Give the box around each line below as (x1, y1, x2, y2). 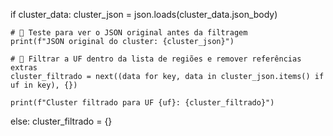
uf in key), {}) (10, 80, 78, 90)
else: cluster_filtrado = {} (10, 115, 113, 127)
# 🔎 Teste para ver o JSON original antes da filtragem (10, 28, 248, 38)
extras (10, 63, 38, 73)
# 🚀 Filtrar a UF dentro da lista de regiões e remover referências (10, 54, 302, 64)
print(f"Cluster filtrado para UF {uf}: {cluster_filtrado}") (10, 98, 275, 108)
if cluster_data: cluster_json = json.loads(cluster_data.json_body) (10, 9, 278, 20)
